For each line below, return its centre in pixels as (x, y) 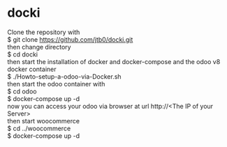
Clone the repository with (44, 32)
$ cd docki (23, 54)
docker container (32, 69)
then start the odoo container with (56, 84)
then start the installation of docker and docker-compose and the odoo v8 (114, 61)
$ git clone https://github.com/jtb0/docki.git (70, 39)
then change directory (39, 47)
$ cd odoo (22, 91)
